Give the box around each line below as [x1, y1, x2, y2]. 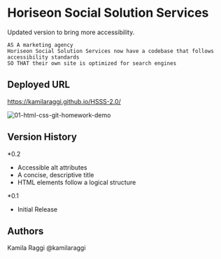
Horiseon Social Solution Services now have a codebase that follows [7, 47, 215, 54]
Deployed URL [7, 79, 71, 91]
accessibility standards [7, 54, 80, 61]
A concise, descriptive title [17, 170, 94, 179]
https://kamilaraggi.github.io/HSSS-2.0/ [7, 97, 121, 105]
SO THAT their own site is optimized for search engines [7, 59, 177, 67]
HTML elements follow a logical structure [17, 178, 136, 186]
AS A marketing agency [7, 41, 73, 48]
